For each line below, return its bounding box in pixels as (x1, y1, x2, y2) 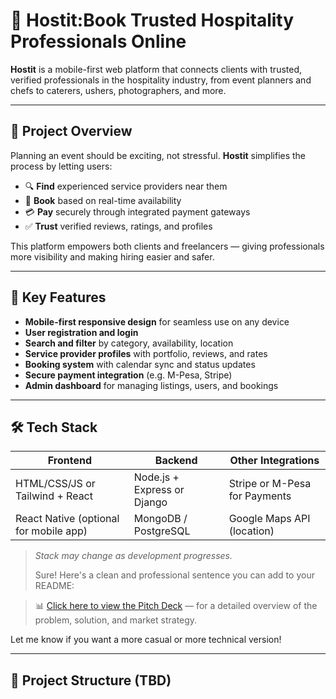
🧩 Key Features (10, 289, 107, 306)
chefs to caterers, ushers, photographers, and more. (10, 84, 227, 96)
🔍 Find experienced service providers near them (24, 180, 228, 192)
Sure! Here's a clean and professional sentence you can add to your (34, 569, 315, 581)
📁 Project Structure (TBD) (10, 672, 172, 689)
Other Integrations (229, 454, 320, 468)
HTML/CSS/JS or (15, 477, 96, 491)
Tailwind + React (15, 489, 93, 503)
